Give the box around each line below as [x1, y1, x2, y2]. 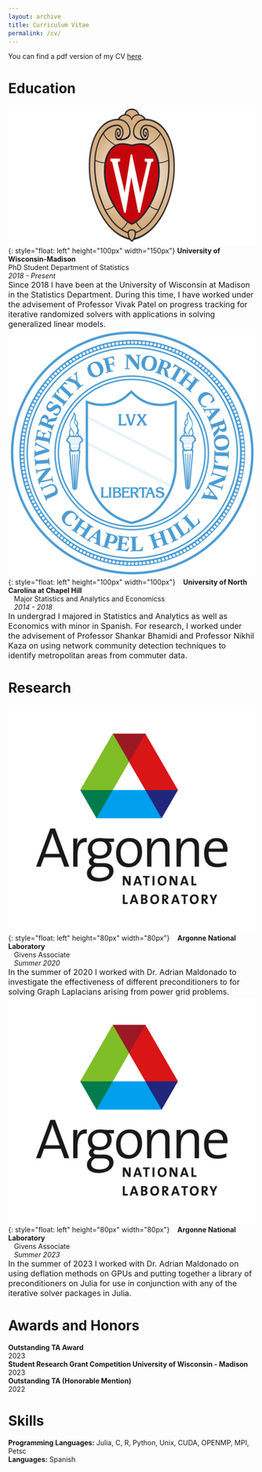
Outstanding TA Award [8, 1343, 84, 1352]
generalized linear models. [8, 318, 106, 329]
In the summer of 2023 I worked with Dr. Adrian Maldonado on [8, 1258, 239, 1269]
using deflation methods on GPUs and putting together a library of [8, 1269, 253, 1280]
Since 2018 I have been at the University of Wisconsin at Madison [8, 279, 250, 290]
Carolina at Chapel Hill [8, 585, 82, 595]
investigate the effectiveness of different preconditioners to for [8, 976, 241, 987]
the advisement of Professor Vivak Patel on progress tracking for [8, 298, 248, 309]
